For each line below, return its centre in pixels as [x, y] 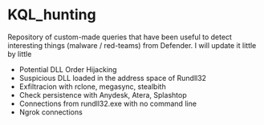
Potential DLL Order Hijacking [68, 69]
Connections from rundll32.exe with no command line [108, 103]
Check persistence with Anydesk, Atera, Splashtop [103, 95]
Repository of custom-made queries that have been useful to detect [120, 37]
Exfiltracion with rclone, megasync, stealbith [92, 87]
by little [20, 54]
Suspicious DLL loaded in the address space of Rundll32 [112, 78]
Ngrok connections [51, 112]
